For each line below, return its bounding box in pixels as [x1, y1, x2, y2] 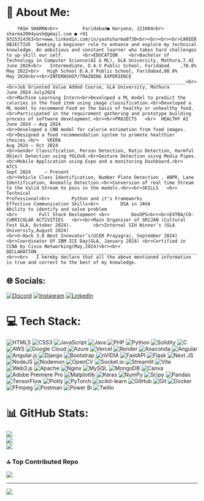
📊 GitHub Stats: [6, 406, 89, 420]
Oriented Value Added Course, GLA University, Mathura [28, 84, 170, 90]
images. [166, 126, 186, 132]
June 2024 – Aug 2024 [6, 121, 61, 127]
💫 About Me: [6, 5, 70, 19]
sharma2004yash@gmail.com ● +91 [6, 30, 88, 37]
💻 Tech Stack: [6, 314, 81, 328]
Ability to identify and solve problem [6, 206, 107, 212]
